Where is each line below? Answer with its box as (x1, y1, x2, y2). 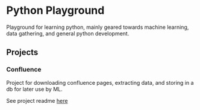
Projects (6, 47, 39, 58)
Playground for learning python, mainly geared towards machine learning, (6, 23, 189, 31)
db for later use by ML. (6, 85, 63, 93)
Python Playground (6, 4, 105, 17)
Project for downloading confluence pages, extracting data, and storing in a (6, 79, 194, 86)
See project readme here (6, 97, 68, 104)
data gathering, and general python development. (6, 29, 130, 37)
